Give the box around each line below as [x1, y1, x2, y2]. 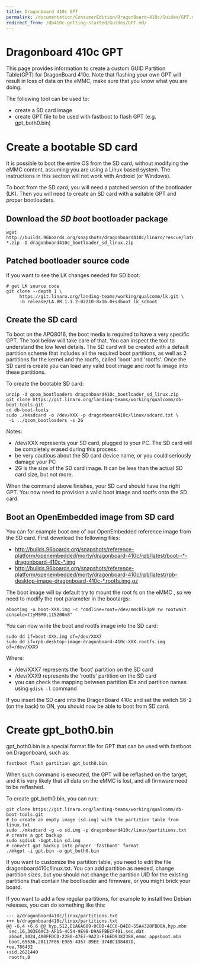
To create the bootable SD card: [6, 380, 84, 387]
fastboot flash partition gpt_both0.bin [6, 761, 108, 767]
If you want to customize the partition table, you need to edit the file [6, 859, 172, 866]
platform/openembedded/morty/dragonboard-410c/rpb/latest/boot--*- [14, 552, 188, 559]
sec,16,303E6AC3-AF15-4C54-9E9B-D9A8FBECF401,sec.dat [8, 929, 145, 935]
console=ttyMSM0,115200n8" [6, 612, 73, 618]
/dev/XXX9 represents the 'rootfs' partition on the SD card [14, 672, 157, 679]
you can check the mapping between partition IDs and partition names [14, 678, 187, 685]
